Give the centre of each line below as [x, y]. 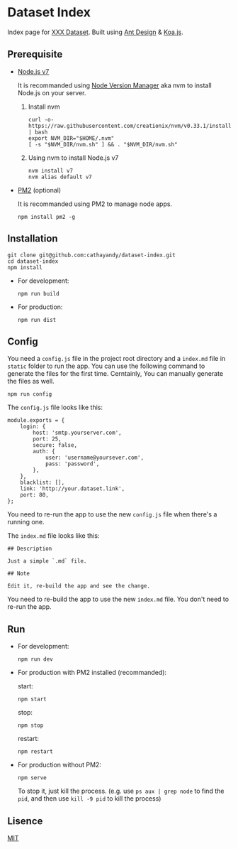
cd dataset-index [33, 261]
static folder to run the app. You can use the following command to [106, 366]
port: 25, [47, 439]
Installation [33, 239]
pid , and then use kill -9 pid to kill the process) [89, 799]
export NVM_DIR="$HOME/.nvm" [71, 138]
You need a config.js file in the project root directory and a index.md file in [117, 359]
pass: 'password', [72, 464]
